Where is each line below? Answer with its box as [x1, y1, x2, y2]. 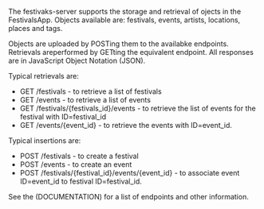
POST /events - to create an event [19, 160, 132, 169]
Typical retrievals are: [8, 72, 80, 80]
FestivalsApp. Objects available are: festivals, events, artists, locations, [8, 15, 241, 25]
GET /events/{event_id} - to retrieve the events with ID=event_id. [19, 121, 233, 130]
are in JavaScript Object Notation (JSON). [8, 56, 146, 65]
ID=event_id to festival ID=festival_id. [19, 176, 142, 186]
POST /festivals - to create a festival [19, 151, 140, 161]
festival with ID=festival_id [19, 112, 107, 122]
